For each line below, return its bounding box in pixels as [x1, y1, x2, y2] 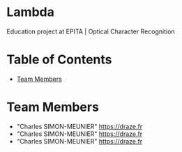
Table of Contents [6, 52, 112, 68]
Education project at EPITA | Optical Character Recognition [6, 27, 175, 36]
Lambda [6, 4, 55, 20]
